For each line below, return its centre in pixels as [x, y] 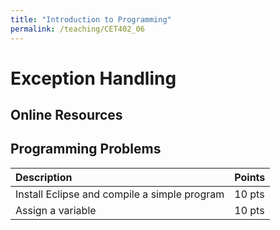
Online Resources [66, 115]
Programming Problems [86, 149]
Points [250, 177]
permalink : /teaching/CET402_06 [77, 29]
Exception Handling [93, 78]
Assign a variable [56, 210]
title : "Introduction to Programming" [91, 19]
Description [44, 177]
